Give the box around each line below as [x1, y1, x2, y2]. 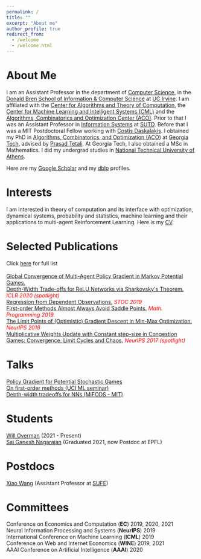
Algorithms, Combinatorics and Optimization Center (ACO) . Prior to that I [6, 114, 187, 121]
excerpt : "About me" [6, 20, 59, 26]
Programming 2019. [6, 311, 56, 318]
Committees [6, 500, 69, 514]
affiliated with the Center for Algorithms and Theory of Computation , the [6, 101, 186, 109]
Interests [6, 186, 53, 199]
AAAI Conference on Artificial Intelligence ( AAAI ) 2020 [6, 546, 143, 554]
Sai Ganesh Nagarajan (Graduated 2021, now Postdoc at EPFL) [6, 438, 162, 445]
